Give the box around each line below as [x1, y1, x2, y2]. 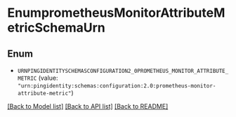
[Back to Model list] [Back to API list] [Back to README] [7, 102, 169, 110]
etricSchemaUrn [7, 20, 105, 36]
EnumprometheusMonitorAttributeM [7, 5, 225, 21]
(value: [38, 74, 58, 82]
